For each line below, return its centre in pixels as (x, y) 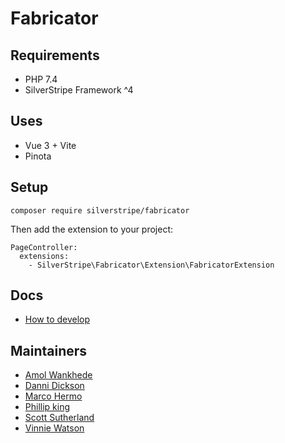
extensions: (44, 256)
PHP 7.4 (41, 79)
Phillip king (47, 407)
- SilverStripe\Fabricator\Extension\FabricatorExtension (151, 265)
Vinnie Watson (54, 428)
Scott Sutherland (59, 418)
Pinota (38, 156)
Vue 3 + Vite (50, 145)
